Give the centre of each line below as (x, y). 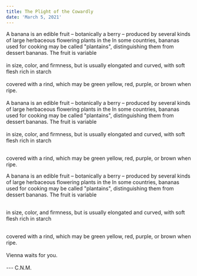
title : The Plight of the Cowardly (50, 11)
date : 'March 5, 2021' (34, 17)
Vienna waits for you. (32, 255)
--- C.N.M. (19, 267)
